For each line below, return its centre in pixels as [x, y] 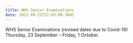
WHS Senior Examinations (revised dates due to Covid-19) [66, 29]
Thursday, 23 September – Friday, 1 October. [52, 35]
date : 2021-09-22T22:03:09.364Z [40, 15]
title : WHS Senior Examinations [40, 10]
